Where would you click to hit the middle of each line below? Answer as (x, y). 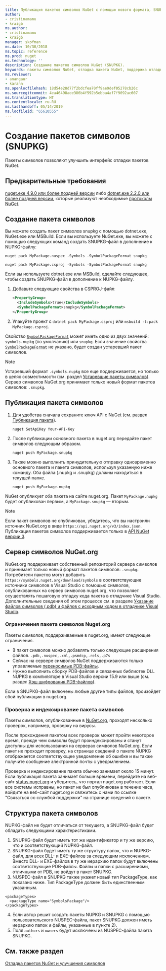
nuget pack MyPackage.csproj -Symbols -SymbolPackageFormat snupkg (76, 265)
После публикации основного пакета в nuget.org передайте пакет (82, 438)
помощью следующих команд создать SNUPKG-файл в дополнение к (79, 242)
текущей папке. (29, 478)
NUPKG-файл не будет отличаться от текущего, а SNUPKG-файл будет (80, 825)
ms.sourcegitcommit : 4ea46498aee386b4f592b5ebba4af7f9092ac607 (72, 93)
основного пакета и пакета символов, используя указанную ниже (82, 467)
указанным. (25, 888)
